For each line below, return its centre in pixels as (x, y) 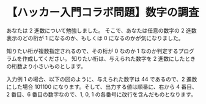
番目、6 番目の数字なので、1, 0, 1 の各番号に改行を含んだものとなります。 (104, 94)
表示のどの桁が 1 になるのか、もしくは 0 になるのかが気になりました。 (95, 38)
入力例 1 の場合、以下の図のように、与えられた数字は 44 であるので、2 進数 (102, 79)
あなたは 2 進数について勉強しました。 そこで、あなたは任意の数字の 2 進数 (101, 30)
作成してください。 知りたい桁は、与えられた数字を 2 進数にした (104, 58)
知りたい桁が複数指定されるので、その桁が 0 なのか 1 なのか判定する (92, 51)
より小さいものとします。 (54, 66)
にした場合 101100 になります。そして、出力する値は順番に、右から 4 (93, 86)
